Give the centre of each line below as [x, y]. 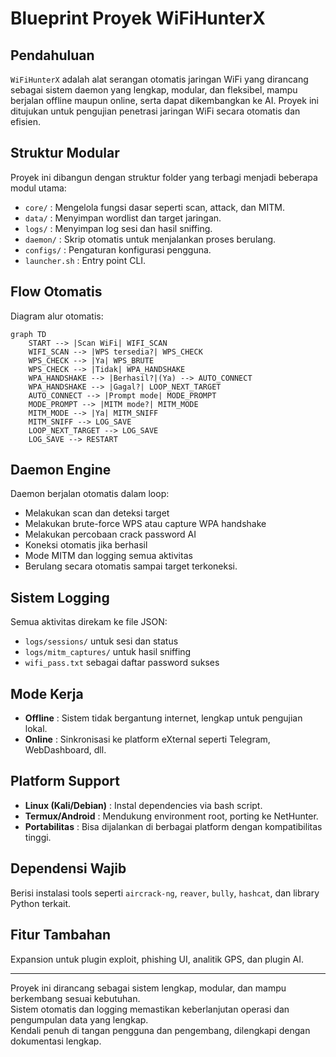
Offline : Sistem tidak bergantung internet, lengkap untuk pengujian [163, 718]
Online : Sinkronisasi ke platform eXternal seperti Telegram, [147, 739]
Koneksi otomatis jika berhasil [86, 545]
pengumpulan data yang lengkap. [79, 1019]
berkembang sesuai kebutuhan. [75, 998]
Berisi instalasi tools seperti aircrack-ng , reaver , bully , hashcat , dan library [165, 893]
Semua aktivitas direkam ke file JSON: [89, 622]
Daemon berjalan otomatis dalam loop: [90, 494]
